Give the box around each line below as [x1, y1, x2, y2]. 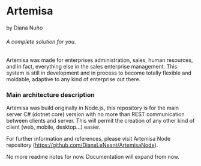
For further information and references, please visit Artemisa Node [6, 135, 171, 143]
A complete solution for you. [6, 38, 76, 45]
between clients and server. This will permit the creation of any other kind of [6, 117, 195, 124]
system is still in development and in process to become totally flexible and [6, 69, 192, 76]
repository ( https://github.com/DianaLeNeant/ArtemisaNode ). [6, 141, 158, 149]
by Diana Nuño [6, 24, 43, 31]
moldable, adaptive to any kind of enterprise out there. [6, 76, 141, 83]
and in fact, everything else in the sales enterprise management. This [6, 63, 178, 70]
